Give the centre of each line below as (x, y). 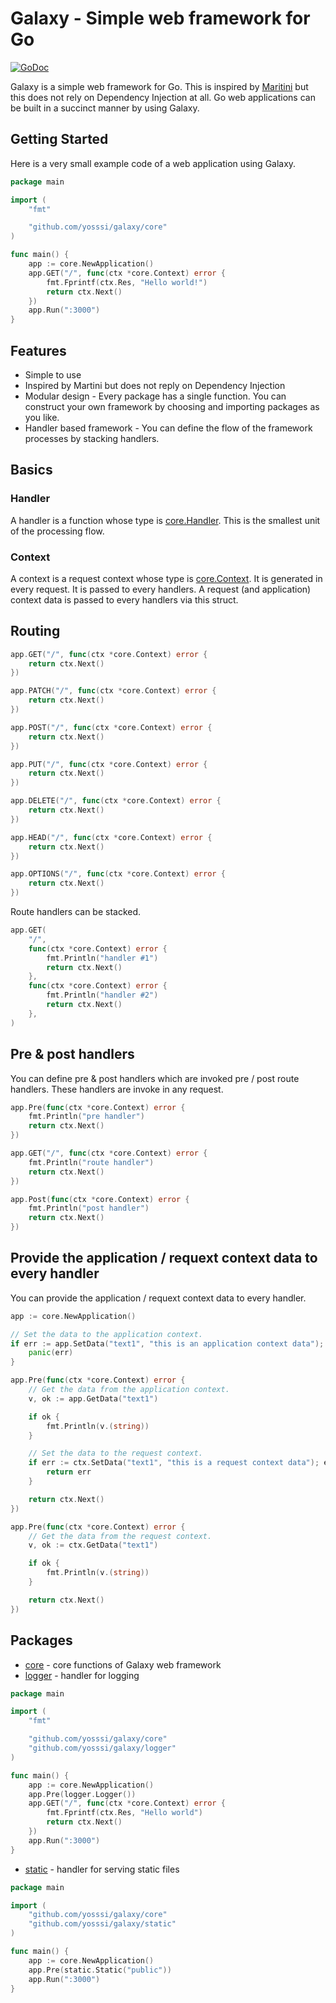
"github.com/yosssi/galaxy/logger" (102, 1748)
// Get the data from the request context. (120, 1536)
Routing (35, 631)
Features (38, 350)
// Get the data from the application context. (129, 1390)
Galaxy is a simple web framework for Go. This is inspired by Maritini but (159, 86)
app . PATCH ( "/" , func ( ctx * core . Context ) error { (113, 691)
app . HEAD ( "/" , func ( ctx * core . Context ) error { (111, 837)
